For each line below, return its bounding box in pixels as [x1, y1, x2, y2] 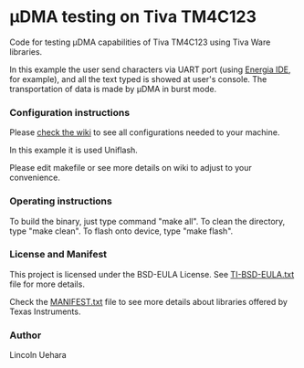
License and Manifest [9, 248, 108, 261]
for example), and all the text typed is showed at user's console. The [9, 73, 267, 84]
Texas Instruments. [9, 306, 81, 317]
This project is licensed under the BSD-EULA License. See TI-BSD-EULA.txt [9, 268, 295, 279]
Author [9, 329, 42, 342]
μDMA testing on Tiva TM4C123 [9, 6, 257, 27]
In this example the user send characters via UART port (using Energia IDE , [9, 64, 291, 75]
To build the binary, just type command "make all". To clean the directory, [9, 216, 286, 226]
